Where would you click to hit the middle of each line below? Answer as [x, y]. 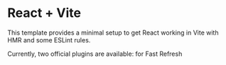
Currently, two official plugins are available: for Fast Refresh [95, 54]
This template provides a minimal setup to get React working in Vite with [113, 32]
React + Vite [44, 13]
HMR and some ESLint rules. [49, 40]
